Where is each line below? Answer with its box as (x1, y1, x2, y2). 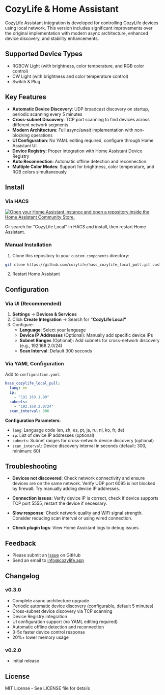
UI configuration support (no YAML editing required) (12, 619, 118, 625)
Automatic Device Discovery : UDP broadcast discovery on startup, (12, 106, 150, 112)
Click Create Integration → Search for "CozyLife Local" (12, 316, 127, 322)
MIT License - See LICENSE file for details (5, 685, 90, 691)
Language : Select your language (19, 327, 86, 333)
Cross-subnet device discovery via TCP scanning (12, 608, 113, 614)
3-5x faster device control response (12, 629, 85, 635)
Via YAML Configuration (5, 360, 64, 367)
